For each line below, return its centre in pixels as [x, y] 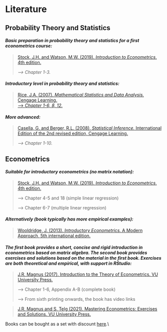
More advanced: [23, 117]
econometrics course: [29, 46]
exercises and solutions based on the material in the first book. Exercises [83, 258]
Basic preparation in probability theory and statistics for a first [72, 41]
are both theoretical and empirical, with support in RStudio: [68, 263]
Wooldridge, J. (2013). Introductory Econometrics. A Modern [80, 230]
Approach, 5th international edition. [54, 236]
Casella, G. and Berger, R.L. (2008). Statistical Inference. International [90, 128]
